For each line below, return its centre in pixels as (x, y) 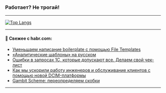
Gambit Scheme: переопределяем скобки (56, 80)
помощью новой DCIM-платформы (49, 75)
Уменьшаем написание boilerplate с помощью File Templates (76, 49)
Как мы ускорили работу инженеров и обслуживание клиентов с (81, 70)
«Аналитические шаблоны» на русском (54, 54)
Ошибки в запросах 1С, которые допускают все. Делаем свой (78, 60)
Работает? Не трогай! (32, 7)
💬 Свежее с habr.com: (29, 38)
